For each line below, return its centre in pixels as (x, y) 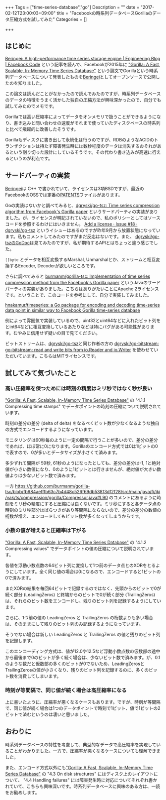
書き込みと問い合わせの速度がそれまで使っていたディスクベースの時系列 (87, 123)
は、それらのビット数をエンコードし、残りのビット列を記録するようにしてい (83, 601)
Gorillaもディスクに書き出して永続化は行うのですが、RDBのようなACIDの (80, 139)
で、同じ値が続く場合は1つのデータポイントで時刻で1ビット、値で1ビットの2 (83, 708)
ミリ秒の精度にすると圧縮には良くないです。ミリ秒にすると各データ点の (87, 504)
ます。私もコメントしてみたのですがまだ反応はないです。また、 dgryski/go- (82, 236)
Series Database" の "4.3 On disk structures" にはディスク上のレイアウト (80, 774)
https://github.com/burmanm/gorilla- (52, 486)
